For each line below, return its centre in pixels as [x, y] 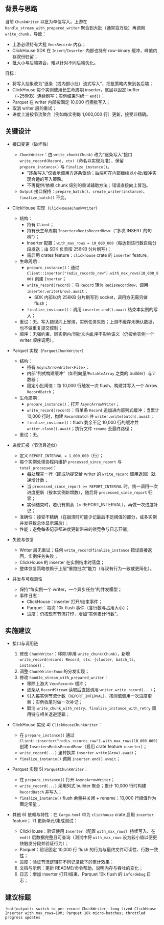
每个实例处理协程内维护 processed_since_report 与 [70, 462]
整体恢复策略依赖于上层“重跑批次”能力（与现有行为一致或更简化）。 [87, 568]
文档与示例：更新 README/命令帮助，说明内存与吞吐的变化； [81, 868]
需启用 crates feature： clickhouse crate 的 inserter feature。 [89, 255]
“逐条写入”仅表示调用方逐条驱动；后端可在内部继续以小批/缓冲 [90, 173]
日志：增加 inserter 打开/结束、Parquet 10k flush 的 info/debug [82, 874]
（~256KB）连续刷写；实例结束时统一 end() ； [59, 96]
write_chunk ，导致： [26, 34]
